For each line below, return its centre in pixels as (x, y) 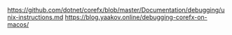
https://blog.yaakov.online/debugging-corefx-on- (136, 17)
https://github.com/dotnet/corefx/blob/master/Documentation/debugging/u (116, 10)
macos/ (18, 24)
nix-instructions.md (35, 17)
